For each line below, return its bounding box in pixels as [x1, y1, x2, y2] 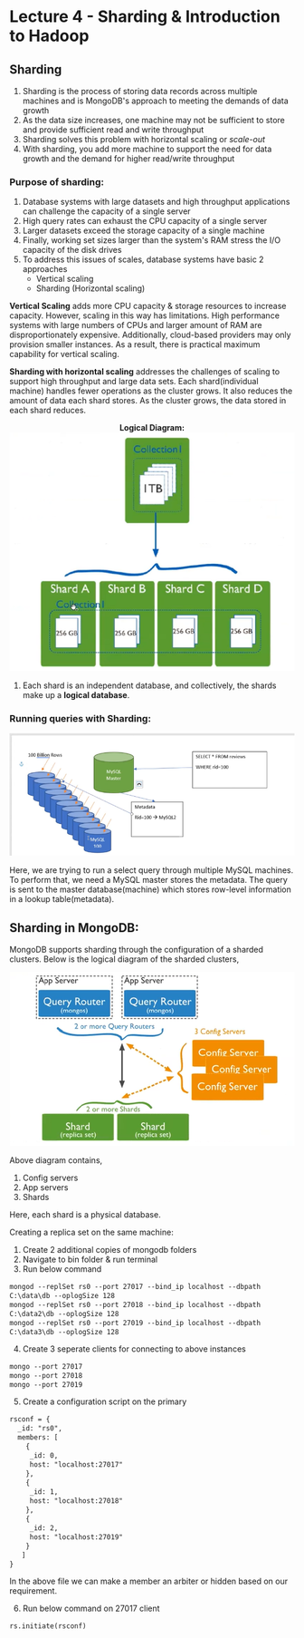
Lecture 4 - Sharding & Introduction [9, 6, 280, 27]
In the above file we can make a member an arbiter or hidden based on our [9, 1575, 288, 1586]
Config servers [22, 1172, 79, 1183]
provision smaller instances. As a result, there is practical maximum [9, 339, 261, 350]
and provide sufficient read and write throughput [22, 124, 204, 135]
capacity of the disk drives [22, 245, 122, 256]
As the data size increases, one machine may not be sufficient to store [22, 115, 285, 125]
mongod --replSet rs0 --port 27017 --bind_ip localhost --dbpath [9, 1282, 261, 1291]
